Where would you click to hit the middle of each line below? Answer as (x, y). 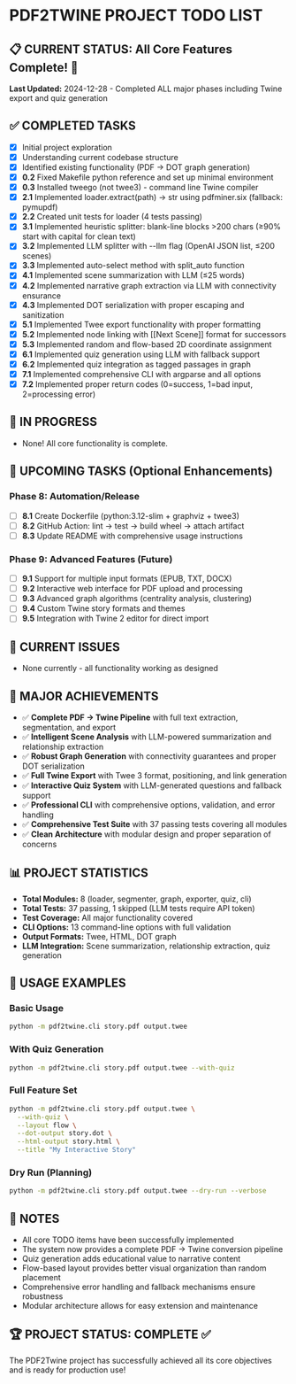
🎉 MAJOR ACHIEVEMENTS (84, 696)
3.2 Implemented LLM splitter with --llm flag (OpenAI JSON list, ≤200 (148, 246)
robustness (42, 1296)
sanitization (43, 314)
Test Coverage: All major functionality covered (107, 917)
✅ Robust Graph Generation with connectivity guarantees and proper (149, 756)
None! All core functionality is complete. (95, 443)
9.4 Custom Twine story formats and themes (103, 608)
